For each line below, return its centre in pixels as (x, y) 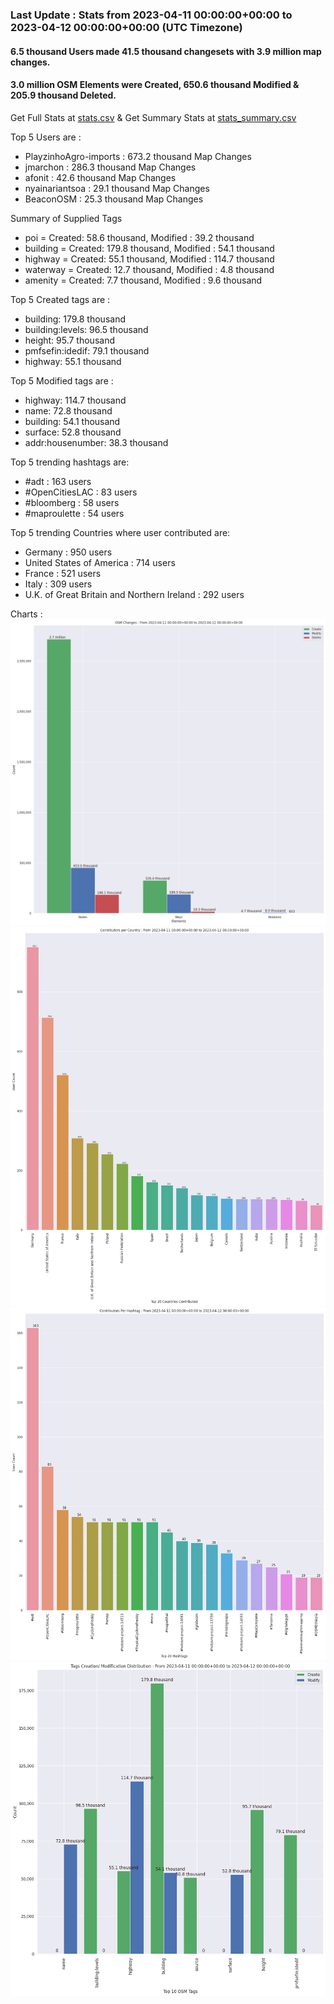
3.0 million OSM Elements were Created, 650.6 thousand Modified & (155, 85)
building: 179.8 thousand (75, 319)
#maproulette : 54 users (74, 513)
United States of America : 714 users (100, 562)
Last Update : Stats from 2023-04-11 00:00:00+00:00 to (151, 15)
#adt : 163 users (58, 481)
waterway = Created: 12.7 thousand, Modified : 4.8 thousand (149, 269)
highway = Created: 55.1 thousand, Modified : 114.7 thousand (149, 259)
